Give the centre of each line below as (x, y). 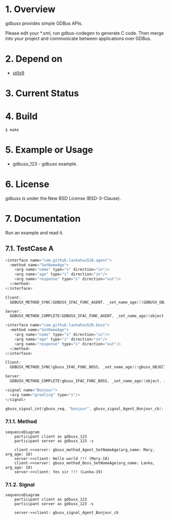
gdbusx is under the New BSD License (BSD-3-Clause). (63, 198)
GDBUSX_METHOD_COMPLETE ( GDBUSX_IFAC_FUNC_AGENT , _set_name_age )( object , (88, 316)
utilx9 (18, 73)
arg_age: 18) (19, 454)
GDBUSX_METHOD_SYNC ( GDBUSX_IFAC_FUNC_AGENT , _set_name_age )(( (77, 302)
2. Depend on (34, 59)
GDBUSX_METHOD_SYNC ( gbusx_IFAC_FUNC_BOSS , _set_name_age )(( (74, 367)
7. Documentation (43, 219)
